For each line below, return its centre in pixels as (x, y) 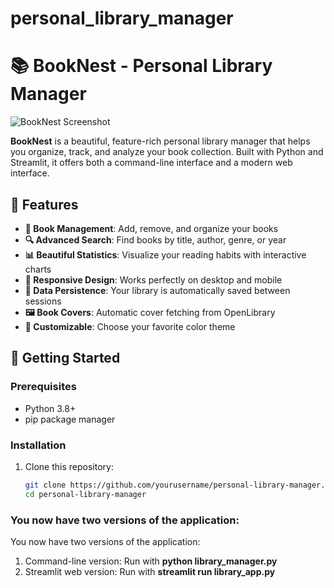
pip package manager (70, 419)
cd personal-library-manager (85, 494)
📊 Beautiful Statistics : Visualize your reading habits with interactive (165, 254)
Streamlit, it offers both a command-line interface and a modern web (151, 163)
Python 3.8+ (50, 408)
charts (38, 269)
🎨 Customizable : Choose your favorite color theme (130, 326)
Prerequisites (43, 387)
